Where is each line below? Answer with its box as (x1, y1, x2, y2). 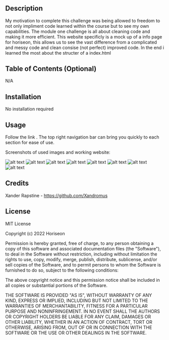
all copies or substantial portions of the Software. (5, 282, 107, 288)
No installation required (5, 106, 54, 112)
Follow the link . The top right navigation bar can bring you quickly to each (5, 134, 159, 140)
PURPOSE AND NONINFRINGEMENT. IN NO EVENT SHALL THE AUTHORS (5, 308, 160, 314)
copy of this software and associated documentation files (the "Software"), (5, 245, 161, 251)
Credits (5, 179, 29, 188)
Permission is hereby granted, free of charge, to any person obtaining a (5, 240, 154, 246)
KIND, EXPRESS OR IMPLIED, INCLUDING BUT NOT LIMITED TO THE (5, 297, 148, 304)
